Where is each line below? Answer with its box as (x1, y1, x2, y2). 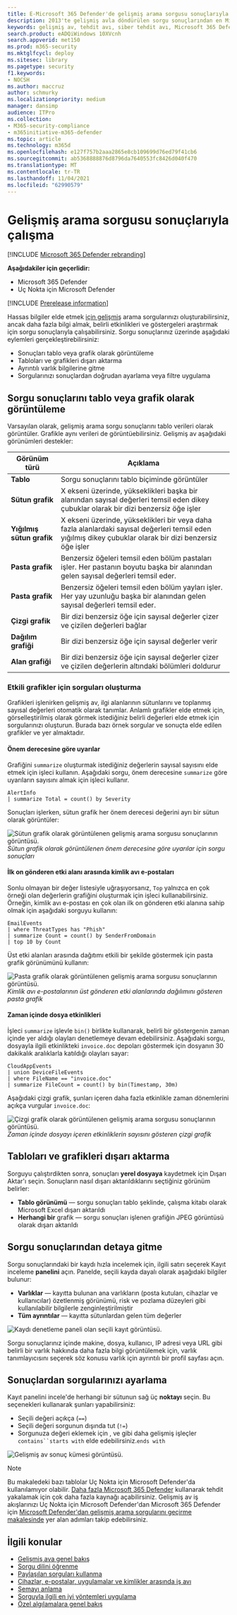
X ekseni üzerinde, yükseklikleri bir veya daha (61, 515, 212, 525)
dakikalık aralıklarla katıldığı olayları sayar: (7, 1049, 129, 1058)
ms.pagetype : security (7, 63, 74, 70)
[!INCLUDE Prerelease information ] (7, 299, 109, 308)
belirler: (7, 1184, 30, 1192)
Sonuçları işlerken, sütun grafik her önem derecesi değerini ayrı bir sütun (7, 807, 219, 816)
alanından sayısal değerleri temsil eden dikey (61, 495, 209, 505)
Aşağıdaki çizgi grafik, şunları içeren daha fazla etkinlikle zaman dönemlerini (7, 1094, 229, 1103)
